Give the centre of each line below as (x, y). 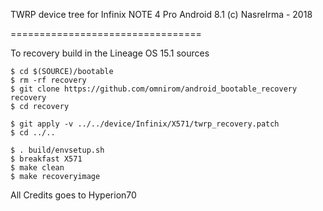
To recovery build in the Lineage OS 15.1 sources (110, 53)
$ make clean (37, 168)
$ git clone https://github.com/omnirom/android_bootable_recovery (154, 89)
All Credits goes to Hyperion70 (73, 195)
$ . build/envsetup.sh (57, 150)
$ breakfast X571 (46, 159)
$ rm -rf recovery (48, 80)
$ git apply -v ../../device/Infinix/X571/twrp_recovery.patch (145, 124)
